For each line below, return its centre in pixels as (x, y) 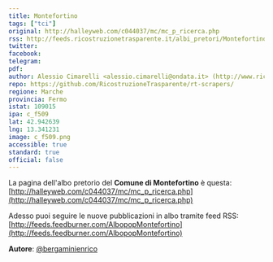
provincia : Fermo (38, 99)
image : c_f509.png (39, 137)
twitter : (23, 46)
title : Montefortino (43, 16)
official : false (36, 159)
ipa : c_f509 (28, 115)
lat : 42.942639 (34, 122)
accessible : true (38, 144)
